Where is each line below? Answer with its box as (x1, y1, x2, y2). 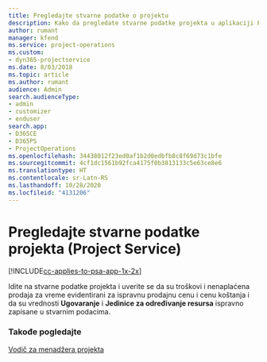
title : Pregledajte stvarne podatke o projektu (8, 11, 169, 20)
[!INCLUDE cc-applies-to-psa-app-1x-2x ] (8, 266, 142, 275)
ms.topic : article (8, 71, 69, 79)
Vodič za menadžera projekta (8, 345, 105, 354)
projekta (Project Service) (8, 240, 182, 258)
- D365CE (8, 129, 37, 137)
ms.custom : (8, 48, 44, 56)
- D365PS (8, 137, 37, 145)
